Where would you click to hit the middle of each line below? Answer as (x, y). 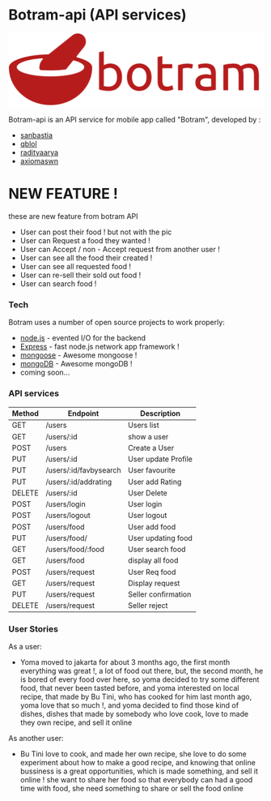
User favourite (152, 470)
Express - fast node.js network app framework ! (100, 347)
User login (145, 504)
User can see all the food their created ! (86, 258)
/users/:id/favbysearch (83, 470)
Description (160, 413)
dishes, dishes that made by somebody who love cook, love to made (134, 714)
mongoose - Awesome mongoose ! (78, 355)
